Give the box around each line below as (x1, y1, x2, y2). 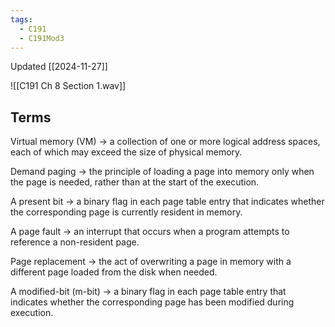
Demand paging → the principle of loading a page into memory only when (10, 166, 315, 178)
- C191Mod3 (19, 33, 65, 43)
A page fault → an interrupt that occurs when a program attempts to (10, 226, 290, 238)
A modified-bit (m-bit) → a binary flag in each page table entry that (10, 286, 287, 298)
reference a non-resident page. (10, 236, 140, 248)
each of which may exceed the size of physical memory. (10, 146, 243, 158)
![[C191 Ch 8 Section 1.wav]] (10, 80, 127, 92)
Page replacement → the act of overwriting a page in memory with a (10, 256, 292, 268)
